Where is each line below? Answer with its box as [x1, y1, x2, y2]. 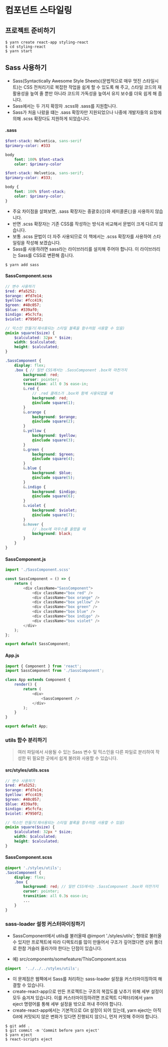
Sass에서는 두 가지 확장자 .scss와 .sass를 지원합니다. [12, 103, 118, 109]
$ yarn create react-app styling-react [5, 40, 89, 45]
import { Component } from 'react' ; [5, 663, 82, 669]
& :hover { [23, 521, 44, 527]
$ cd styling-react [5, 44, 46, 49]
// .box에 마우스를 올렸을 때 [32, 527, 86, 532]
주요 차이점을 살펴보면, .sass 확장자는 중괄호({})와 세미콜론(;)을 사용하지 [12, 208, 154, 214]
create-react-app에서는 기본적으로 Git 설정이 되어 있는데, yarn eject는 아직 [12, 1007, 161, 1013]
